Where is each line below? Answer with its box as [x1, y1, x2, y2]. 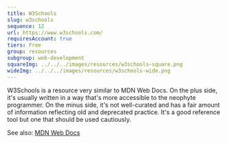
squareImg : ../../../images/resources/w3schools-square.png [7, 61, 184, 68]
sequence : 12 [7, 23, 45, 29]
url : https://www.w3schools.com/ [7, 29, 103, 36]
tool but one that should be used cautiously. [7, 115, 132, 123]
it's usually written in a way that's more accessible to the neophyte [7, 93, 196, 101]
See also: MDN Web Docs [7, 128, 80, 137]
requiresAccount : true [7, 36, 72, 42]
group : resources [7, 49, 57, 55]
